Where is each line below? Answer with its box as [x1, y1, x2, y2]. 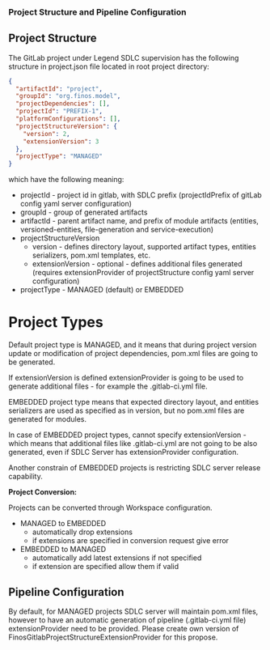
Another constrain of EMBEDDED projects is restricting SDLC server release [8, 463, 261, 473]
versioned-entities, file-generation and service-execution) [19, 225, 214, 235]
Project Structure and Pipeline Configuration [8, 6, 187, 18]
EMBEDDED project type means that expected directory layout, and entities [8, 397, 259, 407]
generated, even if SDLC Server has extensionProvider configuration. [8, 448, 238, 457]
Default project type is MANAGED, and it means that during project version [8, 340, 257, 350]
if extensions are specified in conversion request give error [32, 536, 229, 546]
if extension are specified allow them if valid [32, 562, 179, 571]
